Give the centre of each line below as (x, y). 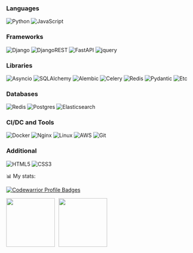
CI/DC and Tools (30, 123)
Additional (22, 151)
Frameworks (25, 37)
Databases (22, 94)
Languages (23, 8)
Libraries (19, 65)
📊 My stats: (21, 176)
